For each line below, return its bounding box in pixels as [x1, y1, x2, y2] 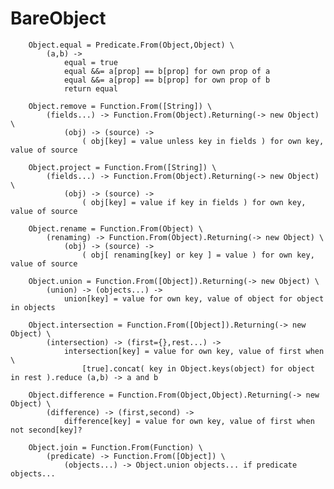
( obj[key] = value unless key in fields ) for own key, [81, 136, 325, 146]
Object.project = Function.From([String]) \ [28, 162, 217, 172]
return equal [63, 83, 118, 94]
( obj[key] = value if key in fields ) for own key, [81, 197, 307, 207]
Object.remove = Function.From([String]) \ [28, 101, 213, 111]
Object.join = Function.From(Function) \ [28, 442, 203, 452]
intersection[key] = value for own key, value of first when [63, 346, 325, 356]
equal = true [63, 57, 118, 67]
